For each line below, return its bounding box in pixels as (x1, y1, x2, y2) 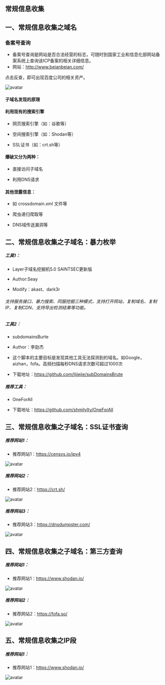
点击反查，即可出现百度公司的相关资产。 (5, 74, 88, 80)
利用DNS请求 (12, 177, 40, 183)
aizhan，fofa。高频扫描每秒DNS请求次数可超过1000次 (12, 361, 123, 367)
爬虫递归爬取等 (12, 211, 43, 217)
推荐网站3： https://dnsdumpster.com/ (12, 522, 91, 528)
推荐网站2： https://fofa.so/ (12, 611, 68, 616)
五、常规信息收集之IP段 (5, 636, 77, 645)
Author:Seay (12, 276, 38, 282)
